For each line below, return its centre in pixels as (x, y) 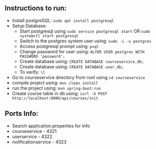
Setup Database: (29, 26)
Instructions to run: (36, 8)
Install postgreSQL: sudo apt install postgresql (63, 20)
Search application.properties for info (51, 126)
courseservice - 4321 (34, 131)
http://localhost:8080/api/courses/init (55, 98)
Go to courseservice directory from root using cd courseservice (79, 77)
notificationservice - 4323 (39, 142)
